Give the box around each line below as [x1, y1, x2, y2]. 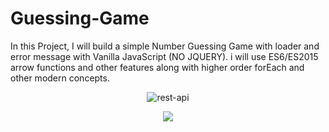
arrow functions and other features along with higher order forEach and [10, 61, 305, 73]
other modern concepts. [10, 72, 110, 84]
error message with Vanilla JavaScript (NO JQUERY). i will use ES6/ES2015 [10, 50, 319, 62]
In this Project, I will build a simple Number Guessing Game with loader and [10, 40, 320, 52]
